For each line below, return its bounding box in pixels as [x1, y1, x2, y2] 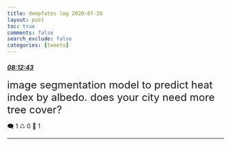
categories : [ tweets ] [7, 42, 69, 49]
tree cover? [7, 104, 63, 117]
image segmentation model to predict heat [7, 78, 213, 92]
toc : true [7, 23, 36, 29]
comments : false [7, 29, 54, 36]
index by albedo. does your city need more [7, 90, 215, 104]
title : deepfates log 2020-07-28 [7, 10, 103, 17]
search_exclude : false [7, 36, 72, 42]
